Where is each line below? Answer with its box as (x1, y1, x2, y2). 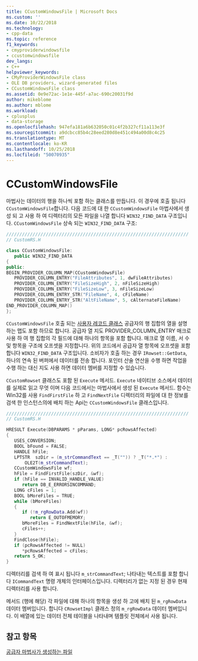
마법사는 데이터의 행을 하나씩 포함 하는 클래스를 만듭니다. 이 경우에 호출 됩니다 (6, 198, 186, 205)
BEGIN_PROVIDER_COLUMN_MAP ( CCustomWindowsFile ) (6, 270, 126, 276)
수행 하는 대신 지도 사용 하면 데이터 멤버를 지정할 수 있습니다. (6, 364, 147, 371)
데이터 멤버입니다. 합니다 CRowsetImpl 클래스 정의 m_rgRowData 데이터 (6, 605, 167, 612)
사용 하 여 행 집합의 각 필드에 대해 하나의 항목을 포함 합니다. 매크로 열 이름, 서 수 (6, 334, 190, 341)
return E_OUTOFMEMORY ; (30, 515, 86, 521)
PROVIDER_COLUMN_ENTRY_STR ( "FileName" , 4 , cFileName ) (14, 292, 150, 298)
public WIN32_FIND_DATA (14, 253, 73, 259)
